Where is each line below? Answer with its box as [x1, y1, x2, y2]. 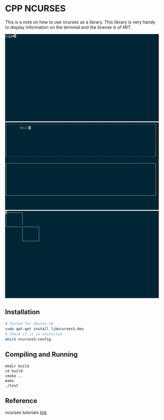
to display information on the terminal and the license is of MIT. [5, 24, 132, 30]
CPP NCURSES [5, 3, 66, 14]
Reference [5, 397, 38, 405]
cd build [5, 369, 23, 374]
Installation [5, 308, 40, 316]
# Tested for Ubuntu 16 [5, 321, 54, 326]
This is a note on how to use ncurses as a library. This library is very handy [5, 19, 156, 25]
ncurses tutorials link [5, 410, 47, 416]
